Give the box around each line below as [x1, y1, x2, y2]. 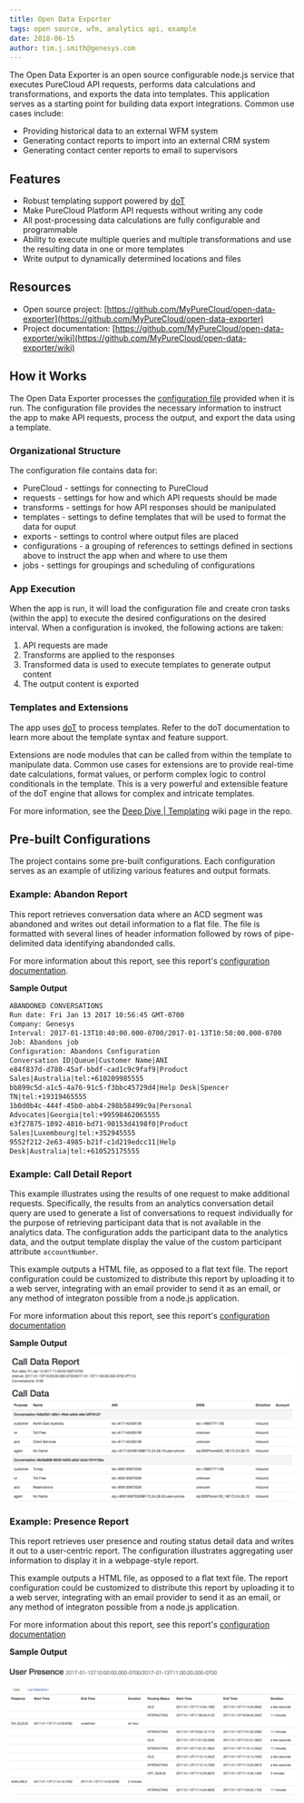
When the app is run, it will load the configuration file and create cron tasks [9, 603, 290, 614]
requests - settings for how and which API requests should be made [22, 491, 278, 503]
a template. [9, 421, 52, 432]
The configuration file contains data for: [9, 464, 158, 476]
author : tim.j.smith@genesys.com [9, 44, 136, 53]
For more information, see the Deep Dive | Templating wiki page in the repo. [9, 805, 293, 817]
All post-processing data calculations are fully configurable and [22, 214, 260, 226]
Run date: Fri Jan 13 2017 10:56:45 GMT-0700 [9, 1010, 184, 1019]
